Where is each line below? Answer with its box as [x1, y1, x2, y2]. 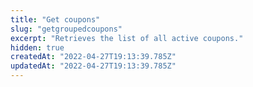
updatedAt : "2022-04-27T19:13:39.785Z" [10, 61, 177, 71]
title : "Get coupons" [10, 14, 101, 25]
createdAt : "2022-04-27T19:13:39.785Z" [10, 52, 177, 62]
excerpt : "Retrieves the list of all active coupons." [10, 33, 244, 43]
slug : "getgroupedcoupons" [10, 24, 123, 34]
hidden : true [10, 42, 65, 53]
